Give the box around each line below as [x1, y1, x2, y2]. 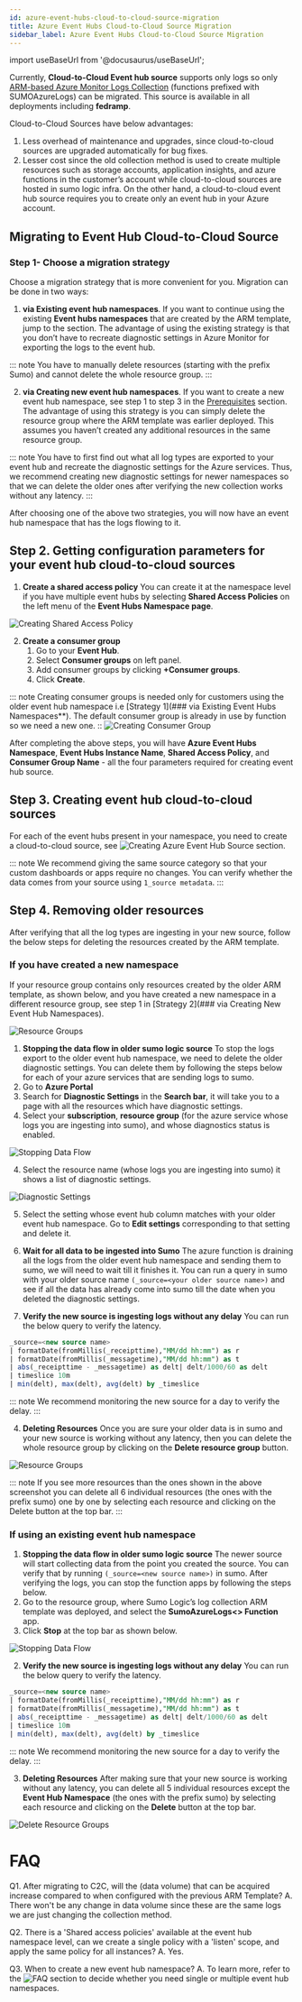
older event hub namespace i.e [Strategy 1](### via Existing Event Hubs [9, 701, 277, 712]
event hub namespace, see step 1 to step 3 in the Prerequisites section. [22, 396, 288, 407]
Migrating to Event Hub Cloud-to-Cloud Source [9, 229, 279, 244]
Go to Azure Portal [22, 1081, 94, 1092]
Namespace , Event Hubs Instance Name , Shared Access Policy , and [9, 747, 270, 758]
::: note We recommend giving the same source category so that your [9, 858, 268, 868]
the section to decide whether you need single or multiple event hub [9, 1972, 289, 1984]
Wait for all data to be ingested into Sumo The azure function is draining [22, 1245, 294, 1256]
